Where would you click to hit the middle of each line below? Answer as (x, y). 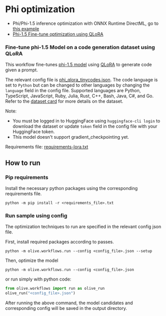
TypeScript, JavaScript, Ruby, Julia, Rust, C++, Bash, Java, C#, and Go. (79, 96)
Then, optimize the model (32, 261)
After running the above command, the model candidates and (69, 303)
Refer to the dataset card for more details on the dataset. (64, 101)
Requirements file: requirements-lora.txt (47, 147)
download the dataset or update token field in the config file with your (85, 126)
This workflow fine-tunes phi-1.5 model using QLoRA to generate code (79, 65)
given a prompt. (22, 70)
